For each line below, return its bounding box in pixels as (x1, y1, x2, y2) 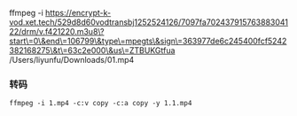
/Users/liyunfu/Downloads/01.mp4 (9, 55, 135, 65)
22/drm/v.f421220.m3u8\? (9, 27, 105, 36)
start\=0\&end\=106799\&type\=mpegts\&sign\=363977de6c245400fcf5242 (9, 35, 287, 46)
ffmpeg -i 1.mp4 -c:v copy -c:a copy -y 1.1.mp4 (9, 99, 192, 108)
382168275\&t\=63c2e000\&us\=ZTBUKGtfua (9, 45, 176, 56)
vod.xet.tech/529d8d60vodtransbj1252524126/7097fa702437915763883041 (9, 17, 289, 27)
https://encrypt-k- (45, 8, 112, 18)
